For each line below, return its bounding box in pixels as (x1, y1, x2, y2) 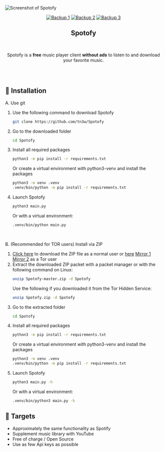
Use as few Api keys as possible (12, 441, 79, 447)
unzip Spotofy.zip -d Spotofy (12, 295, 76, 300)
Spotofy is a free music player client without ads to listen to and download (7, 52, 160, 58)
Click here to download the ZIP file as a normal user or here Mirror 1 (12, 250, 151, 256)
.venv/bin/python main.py (12, 222, 66, 227)
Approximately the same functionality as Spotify (12, 425, 111, 431)
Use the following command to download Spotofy (12, 109, 114, 115)
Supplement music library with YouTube (12, 431, 94, 437)
